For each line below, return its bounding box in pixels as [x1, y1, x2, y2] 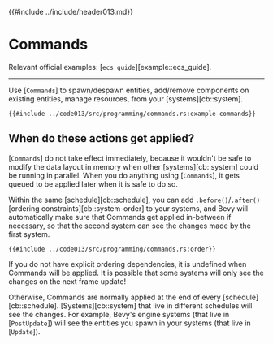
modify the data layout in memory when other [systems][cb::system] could [8, 161, 258, 171]
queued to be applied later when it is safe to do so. [8, 178, 179, 189]
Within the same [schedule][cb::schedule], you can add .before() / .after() [8, 195, 261, 204]
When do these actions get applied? [8, 131, 195, 145]
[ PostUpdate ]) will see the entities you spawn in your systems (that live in [8, 318, 252, 328]
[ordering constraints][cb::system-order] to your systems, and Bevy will [8, 203, 249, 213]
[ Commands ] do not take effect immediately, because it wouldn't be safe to [8, 153, 252, 163]
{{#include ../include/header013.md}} [8, 7, 134, 16]
